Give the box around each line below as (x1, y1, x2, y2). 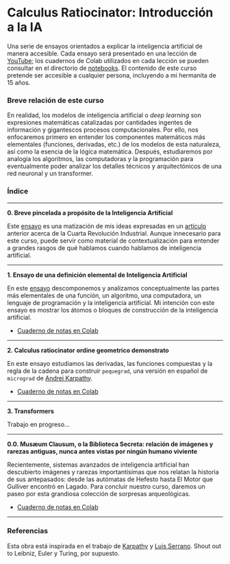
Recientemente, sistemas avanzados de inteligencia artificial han (7, 461, 190, 469)
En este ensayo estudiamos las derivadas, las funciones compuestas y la (7, 359, 213, 367)
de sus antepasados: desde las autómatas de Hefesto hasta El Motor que (7, 475, 214, 483)
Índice (7, 186, 29, 196)
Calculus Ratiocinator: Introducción (7, 5, 214, 21)
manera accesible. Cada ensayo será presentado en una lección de (7, 49, 197, 58)
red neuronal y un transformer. (7, 169, 94, 177)
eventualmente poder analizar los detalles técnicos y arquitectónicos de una (7, 162, 222, 171)
